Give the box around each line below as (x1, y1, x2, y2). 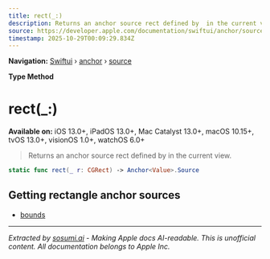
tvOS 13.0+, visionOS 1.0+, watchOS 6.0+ (8, 135, 145, 145)
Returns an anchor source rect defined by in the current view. (27, 150, 231, 161)
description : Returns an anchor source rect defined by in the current (8, 19, 257, 27)
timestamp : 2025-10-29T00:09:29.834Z (8, 34, 135, 43)
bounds (19, 210, 46, 220)
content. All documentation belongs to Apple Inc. (8, 241, 170, 251)
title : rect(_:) (8, 11, 63, 20)
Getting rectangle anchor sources (8, 188, 181, 202)
